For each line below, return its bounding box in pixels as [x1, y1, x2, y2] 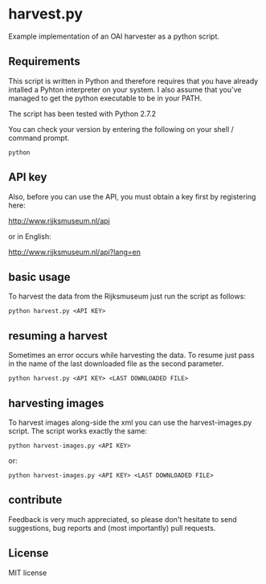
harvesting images [8, 396, 104, 410]
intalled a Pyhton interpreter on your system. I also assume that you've [8, 84, 242, 94]
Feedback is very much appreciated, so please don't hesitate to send [8, 514, 237, 524]
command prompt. [8, 133, 70, 142]
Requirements [8, 55, 80, 68]
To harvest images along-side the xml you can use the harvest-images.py [8, 417, 252, 427]
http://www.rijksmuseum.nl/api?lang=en [8, 247, 141, 257]
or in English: [8, 231, 51, 241]
